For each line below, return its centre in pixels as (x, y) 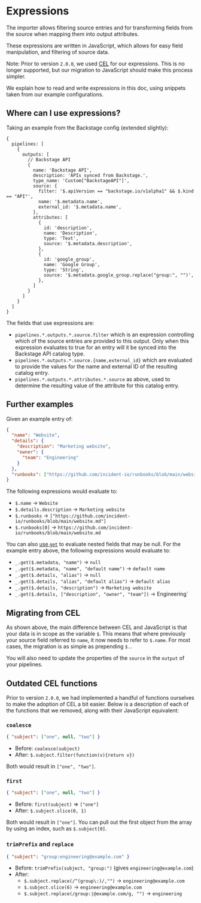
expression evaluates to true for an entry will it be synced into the (95, 347)
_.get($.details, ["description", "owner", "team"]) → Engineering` (101, 594)
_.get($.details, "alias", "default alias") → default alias (92, 581)
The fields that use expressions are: (50, 323)
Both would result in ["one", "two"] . (51, 766)
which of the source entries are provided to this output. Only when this (102, 341)
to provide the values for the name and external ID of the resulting (96, 366)
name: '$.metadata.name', (70, 201)
